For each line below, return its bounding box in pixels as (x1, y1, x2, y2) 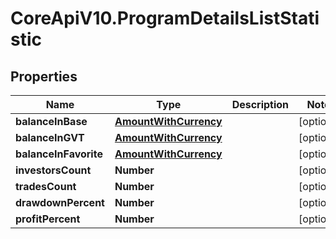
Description (231, 98, 290, 111)
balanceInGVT (15, 131, 85, 144)
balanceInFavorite (15, 147, 103, 161)
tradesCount (15, 180, 77, 193)
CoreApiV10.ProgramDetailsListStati (10, 7, 320, 30)
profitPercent (15, 212, 81, 226)
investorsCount (15, 163, 92, 177)
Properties (10, 68, 78, 85)
